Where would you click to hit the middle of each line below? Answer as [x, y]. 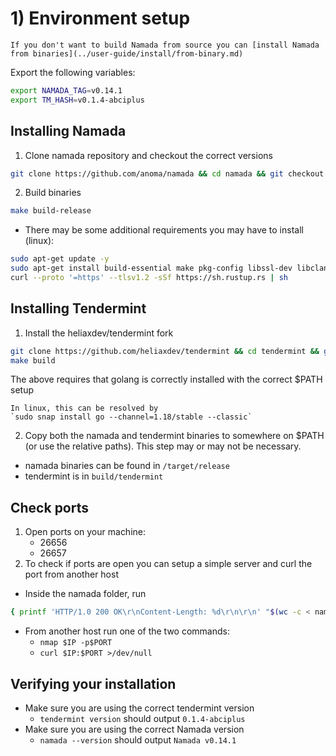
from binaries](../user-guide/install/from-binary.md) [127, 53]
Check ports [50, 507]
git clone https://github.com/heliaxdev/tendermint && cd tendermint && [165, 351]
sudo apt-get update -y [60, 259]
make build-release [51, 211]
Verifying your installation [93, 683]
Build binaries [53, 193]
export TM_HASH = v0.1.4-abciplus [77, 100]
